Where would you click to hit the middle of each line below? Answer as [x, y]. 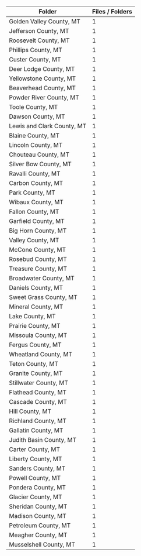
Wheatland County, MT [41, 354]
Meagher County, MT [38, 535]
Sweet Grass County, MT [43, 297]
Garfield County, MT [37, 221]
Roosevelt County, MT [39, 40]
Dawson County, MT [37, 116]
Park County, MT [32, 193]
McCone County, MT [38, 250]
